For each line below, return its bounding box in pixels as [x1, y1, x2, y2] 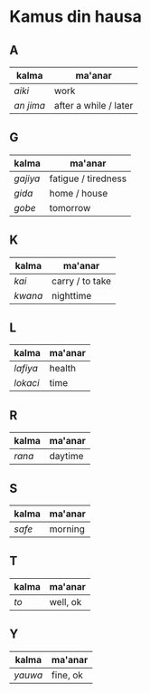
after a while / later [53, 100, 134, 111]
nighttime [51, 289, 92, 302]
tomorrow [49, 201, 91, 214]
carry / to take [51, 274, 111, 287]
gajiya [14, 172, 41, 185]
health [49, 362, 77, 375]
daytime [49, 450, 84, 463]
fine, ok [51, 669, 84, 681]
